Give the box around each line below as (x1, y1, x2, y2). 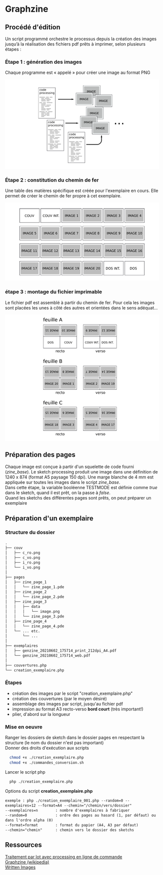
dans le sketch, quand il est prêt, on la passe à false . (5, 490, 111, 496)
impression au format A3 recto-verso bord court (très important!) (12, 706, 144, 712)
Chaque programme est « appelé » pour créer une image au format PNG (5, 70, 150, 75)
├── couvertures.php (5, 663, 47, 668)
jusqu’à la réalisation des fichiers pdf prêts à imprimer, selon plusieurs (5, 41, 145, 47)
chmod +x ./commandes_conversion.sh (9, 760, 84, 765)
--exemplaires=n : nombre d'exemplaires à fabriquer (5, 808, 130, 813)
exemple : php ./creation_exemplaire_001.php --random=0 (5, 798, 123, 803)
